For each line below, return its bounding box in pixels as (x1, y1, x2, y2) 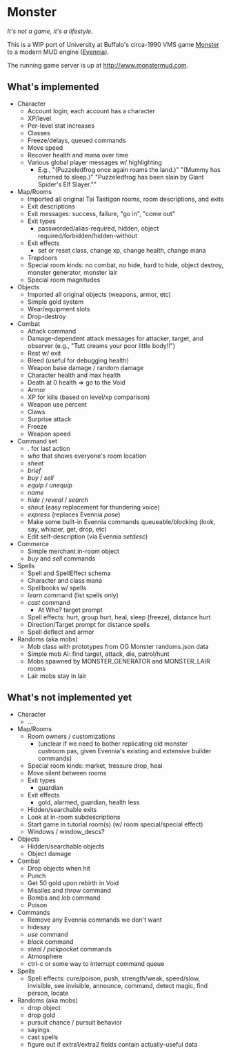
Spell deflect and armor (27, 628, 94, 636)
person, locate (27, 989, 69, 997)
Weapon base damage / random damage (27, 363, 144, 371)
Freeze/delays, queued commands (27, 136, 126, 144)
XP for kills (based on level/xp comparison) (27, 393, 150, 401)
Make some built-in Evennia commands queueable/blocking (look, (27, 517, 216, 525)
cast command (27, 598, 70, 606)
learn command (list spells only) (27, 591, 119, 599)
